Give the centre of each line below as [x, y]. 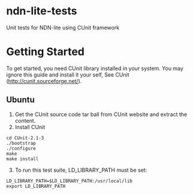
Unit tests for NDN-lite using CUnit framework [63, 28]
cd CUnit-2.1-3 [25, 138]
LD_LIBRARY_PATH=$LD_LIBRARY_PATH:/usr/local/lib [70, 181]
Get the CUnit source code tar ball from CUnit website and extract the [101, 114]
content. [25, 120]
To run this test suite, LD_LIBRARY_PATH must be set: [81, 170]
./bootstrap [21, 143]
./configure [21, 148]
